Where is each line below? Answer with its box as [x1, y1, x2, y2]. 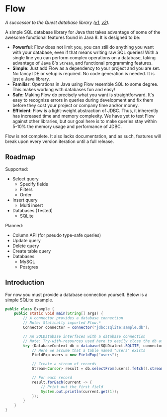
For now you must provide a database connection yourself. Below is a [5, 291, 148, 297]
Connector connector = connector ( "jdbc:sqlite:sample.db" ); [23, 325, 150, 330]
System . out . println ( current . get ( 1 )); [40, 389, 119, 394]
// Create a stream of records [31, 362, 97, 367]
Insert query [12, 197, 38, 203]
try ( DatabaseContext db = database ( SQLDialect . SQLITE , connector [23, 343, 164, 348]
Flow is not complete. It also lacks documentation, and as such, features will [5, 133, 161, 139]
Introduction [5, 278, 45, 287]
